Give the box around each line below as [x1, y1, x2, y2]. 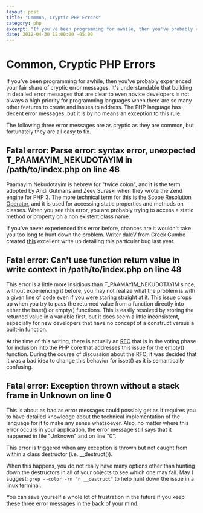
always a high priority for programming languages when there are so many [6, 97, 192, 104]
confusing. [6, 363, 33, 370]
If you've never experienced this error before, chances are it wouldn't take [6, 224, 192, 232]
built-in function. [6, 326, 48, 333]
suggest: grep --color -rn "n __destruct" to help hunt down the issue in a [6, 475, 195, 482]
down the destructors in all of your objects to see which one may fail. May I [6, 468, 193, 476]
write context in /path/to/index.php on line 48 [6, 264, 182, 275]
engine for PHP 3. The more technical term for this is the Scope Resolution [6, 193, 192, 201]
